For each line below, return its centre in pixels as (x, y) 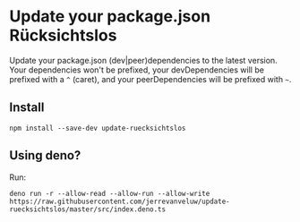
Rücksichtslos (63, 35)
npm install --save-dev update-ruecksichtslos (98, 128)
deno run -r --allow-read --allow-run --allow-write (110, 193)
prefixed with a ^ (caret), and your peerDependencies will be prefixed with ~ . (150, 79)
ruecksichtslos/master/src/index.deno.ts (88, 209)
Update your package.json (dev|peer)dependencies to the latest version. (143, 60)
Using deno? (45, 155)
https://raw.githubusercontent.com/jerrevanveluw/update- (120, 201)
